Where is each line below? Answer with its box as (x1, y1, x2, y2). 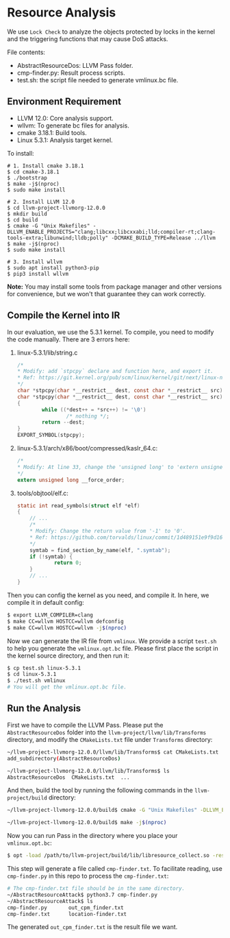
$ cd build (7, 216, 38, 224)
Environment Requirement (7, 96, 122, 108)
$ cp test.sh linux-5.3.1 (7, 664, 81, 671)
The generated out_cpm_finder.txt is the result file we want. (7, 923, 178, 931)
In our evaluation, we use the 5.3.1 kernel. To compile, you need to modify (7, 328, 214, 336)
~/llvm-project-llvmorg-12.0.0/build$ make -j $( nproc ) (7, 819, 167, 826)
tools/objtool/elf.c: (16, 489, 68, 497)
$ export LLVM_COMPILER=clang (7, 612, 94, 618)
